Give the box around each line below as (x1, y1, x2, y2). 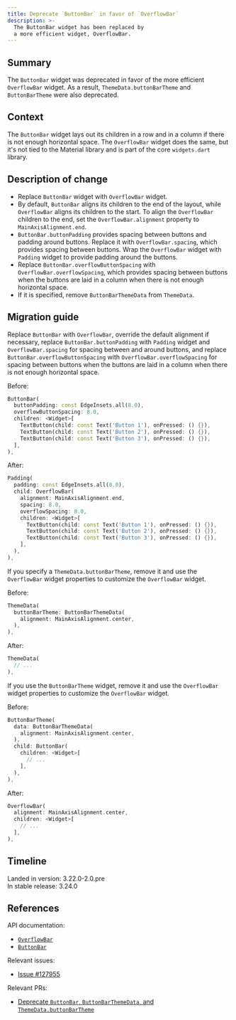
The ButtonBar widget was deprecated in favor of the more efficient (7, 75, 205, 84)
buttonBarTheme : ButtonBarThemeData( (13, 609, 125, 616)
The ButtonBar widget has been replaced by (13, 23, 144, 31)
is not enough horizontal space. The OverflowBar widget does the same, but (7, 137, 229, 146)
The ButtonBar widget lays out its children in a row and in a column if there (7, 129, 225, 139)
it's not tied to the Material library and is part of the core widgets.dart (7, 145, 210, 154)
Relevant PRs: (7, 984, 48, 992)
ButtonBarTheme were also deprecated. (7, 90, 119, 100)
